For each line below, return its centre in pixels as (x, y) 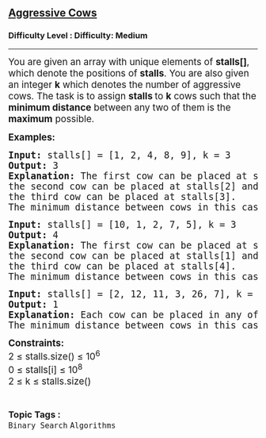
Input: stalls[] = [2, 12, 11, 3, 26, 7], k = (131, 294)
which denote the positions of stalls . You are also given (129, 73)
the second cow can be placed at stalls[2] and (133, 186)
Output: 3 (34, 165)
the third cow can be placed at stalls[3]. (122, 196)
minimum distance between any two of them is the (120, 107)
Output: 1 (34, 304)
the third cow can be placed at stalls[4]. (122, 266)
